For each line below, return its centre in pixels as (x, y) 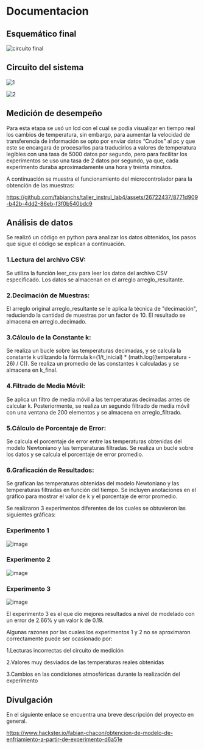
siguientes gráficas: (31, 515)
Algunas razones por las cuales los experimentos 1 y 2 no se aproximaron (98, 632)
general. (17, 721)
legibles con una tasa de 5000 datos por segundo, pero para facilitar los (97, 154)
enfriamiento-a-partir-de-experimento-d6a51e (65, 739)
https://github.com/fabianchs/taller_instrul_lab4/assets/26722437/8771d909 (102, 197)
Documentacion (48, 11)
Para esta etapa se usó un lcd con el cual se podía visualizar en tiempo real (101, 128)
